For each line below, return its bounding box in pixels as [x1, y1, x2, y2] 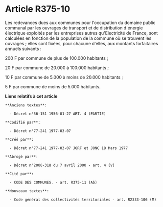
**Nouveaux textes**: [5, 188, 49, 193]
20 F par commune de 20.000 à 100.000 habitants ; [5, 65, 109, 71]
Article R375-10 [5, 3, 70, 15]
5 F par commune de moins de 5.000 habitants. [5, 83, 101, 89]
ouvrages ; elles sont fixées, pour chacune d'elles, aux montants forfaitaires [5, 40, 158, 46]
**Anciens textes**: [5, 103, 47, 107]
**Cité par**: [5, 171, 34, 176]
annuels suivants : [5, 46, 42, 52]
